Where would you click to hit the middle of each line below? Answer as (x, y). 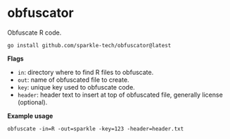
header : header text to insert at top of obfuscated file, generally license (120, 95)
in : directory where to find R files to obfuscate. (85, 72)
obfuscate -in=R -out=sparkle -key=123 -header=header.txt (96, 128)
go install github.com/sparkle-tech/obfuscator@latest (89, 45)
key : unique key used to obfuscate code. (76, 87)
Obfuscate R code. (34, 32)
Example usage (30, 116)
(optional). (32, 102)
